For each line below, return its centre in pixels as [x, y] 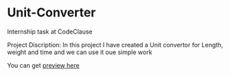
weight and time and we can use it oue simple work [80, 52]
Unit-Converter [51, 13]
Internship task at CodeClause [50, 31]
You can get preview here [44, 65]
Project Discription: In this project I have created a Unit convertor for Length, [115, 45]
